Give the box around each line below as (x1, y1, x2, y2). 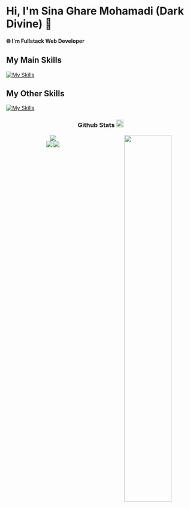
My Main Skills (6, 55, 62, 66)
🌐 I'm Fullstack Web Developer (6, 37, 85, 45)
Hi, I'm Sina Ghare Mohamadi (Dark (6, 4, 184, 18)
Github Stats (77, 121, 115, 129)
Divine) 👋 (6, 17, 52, 31)
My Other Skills (6, 88, 65, 99)
